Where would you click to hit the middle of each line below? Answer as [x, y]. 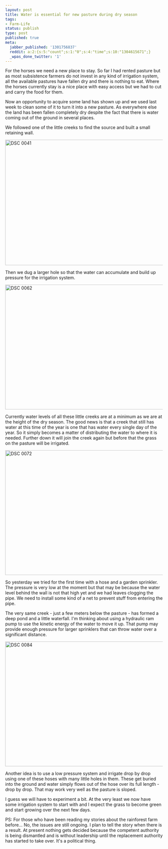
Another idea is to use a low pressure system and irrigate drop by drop [78, 774]
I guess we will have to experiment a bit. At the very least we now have [78, 799]
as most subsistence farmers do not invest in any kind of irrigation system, [82, 76]
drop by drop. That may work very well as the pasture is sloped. [71, 790]
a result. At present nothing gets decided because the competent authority [82, 830]
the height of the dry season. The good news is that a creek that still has [79, 422]
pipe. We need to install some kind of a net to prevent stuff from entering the [84, 598]
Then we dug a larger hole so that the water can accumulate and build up [80, 272]
